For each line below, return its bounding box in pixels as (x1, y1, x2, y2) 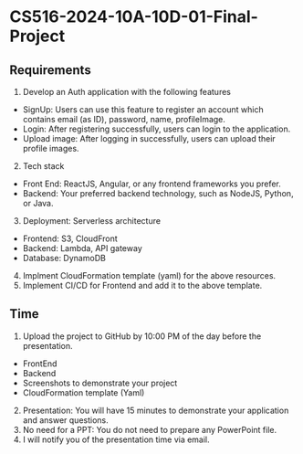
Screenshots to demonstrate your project (22, 377, 178, 388)
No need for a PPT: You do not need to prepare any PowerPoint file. (22, 424, 277, 435)
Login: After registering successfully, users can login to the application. (22, 123, 291, 134)
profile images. (22, 143, 79, 153)
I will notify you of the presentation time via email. (22, 434, 210, 445)
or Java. (22, 198, 54, 208)
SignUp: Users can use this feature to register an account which (22, 104, 264, 115)
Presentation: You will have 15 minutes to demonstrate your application (22, 405, 289, 416)
